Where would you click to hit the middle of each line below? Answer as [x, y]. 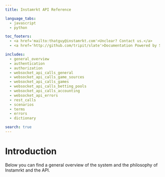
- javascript [23, 23]
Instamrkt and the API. [27, 170]
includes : [15, 54]
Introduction [31, 151]
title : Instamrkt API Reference [38, 10]
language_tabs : [21, 18]
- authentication [27, 63]
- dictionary [23, 118]
